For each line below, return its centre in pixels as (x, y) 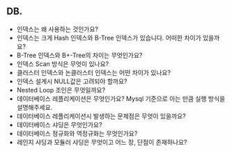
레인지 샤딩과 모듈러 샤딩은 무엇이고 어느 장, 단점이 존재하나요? (102, 142)
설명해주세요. (34, 107)
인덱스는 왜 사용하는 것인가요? (57, 29)
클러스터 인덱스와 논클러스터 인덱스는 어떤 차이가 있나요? (94, 72)
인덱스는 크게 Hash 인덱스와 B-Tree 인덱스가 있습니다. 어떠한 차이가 (109, 38)
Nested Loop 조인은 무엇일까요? (61, 90)
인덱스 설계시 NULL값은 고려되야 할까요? (72, 81)
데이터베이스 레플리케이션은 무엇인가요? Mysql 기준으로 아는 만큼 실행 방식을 (121, 98)
